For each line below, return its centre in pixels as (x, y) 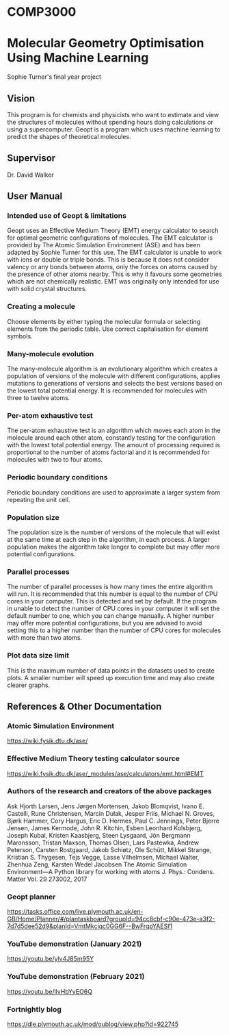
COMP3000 (42, 12)
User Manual (35, 196)
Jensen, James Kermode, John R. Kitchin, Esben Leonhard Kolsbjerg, (105, 828)
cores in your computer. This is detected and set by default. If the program (112, 601)
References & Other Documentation (84, 706)
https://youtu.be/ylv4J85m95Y (51, 959)
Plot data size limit (38, 656)
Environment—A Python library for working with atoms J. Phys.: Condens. (111, 871)
